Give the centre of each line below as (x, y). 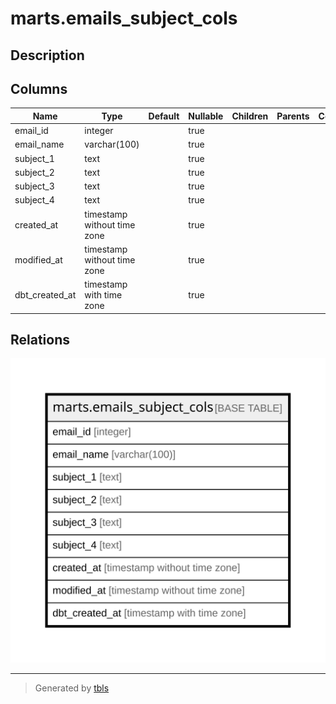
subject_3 (34, 186)
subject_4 (34, 200)
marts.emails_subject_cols (124, 18)
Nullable (206, 116)
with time (103, 295)
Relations (40, 340)
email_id (31, 131)
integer (99, 131)
